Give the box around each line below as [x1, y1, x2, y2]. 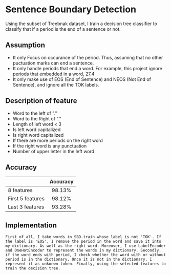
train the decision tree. [5, 266, 60, 271]
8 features [8, 187, 33, 194]
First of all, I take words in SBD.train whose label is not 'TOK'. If [5, 235, 161, 240]
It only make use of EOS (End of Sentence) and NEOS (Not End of [12, 76, 151, 82]
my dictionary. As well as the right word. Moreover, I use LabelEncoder [5, 243, 166, 249]
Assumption [5, 41, 45, 50]
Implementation [5, 221, 57, 229]
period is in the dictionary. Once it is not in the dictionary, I [5, 257, 153, 262]
